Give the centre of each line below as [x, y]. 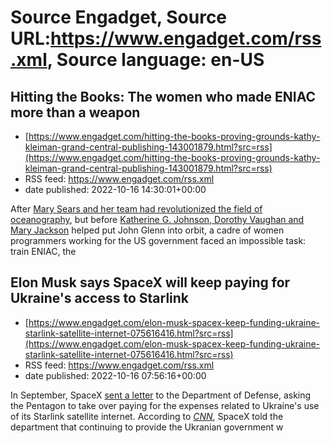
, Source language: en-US [155, 60]
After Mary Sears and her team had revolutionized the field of [136, 209]
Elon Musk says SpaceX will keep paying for [150, 282]
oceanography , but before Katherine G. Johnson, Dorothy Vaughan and [157, 219]
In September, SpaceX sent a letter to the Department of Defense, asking [161, 395]
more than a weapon [75, 112]
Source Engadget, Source [119, 17]
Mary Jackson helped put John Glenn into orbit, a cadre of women [147, 230]
